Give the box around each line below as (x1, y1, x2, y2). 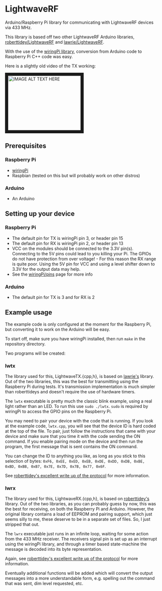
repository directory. (5, 341, 46, 347)
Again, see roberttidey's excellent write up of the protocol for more (5, 556, 138, 561)
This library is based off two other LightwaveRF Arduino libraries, (5, 34, 134, 40)
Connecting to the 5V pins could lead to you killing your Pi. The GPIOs (12, 250, 151, 256)
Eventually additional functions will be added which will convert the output (5, 570, 153, 576)
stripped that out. (5, 522, 40, 528)
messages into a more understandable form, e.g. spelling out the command (5, 575, 155, 581)
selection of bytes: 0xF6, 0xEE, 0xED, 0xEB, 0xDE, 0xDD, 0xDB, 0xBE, (5, 458, 145, 464)
